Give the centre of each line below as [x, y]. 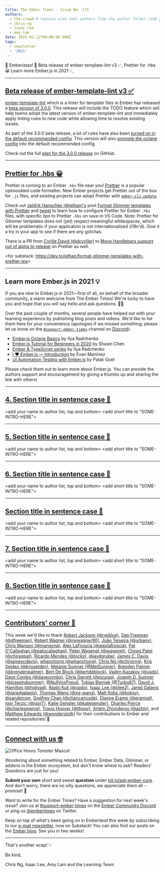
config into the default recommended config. [50, 144]
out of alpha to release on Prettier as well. [47, 247]
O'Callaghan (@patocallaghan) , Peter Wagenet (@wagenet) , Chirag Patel [79, 651]
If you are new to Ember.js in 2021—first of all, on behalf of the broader [77, 293]
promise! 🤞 [16, 791]
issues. [12, 124]
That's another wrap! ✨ [29, 845]
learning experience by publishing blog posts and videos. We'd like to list [79, 318]
